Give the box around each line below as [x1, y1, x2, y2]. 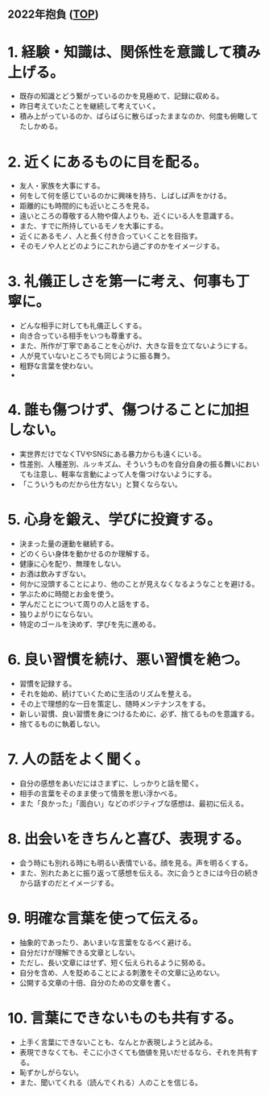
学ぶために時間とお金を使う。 [19, 589, 118, 599]
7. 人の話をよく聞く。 [7, 750, 149, 769]
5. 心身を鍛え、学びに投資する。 [7, 511, 221, 529]
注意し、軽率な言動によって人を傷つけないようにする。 [33, 470, 217, 479]
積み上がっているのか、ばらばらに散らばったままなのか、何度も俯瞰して [19, 111, 259, 121]
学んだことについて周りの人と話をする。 [19, 599, 154, 609]
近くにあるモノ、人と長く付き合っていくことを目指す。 [19, 231, 202, 241]
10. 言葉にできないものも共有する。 [7, 1010, 235, 1027]
